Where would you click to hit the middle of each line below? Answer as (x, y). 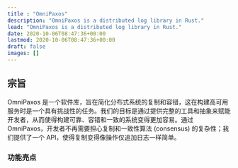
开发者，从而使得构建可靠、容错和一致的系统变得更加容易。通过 (100, 119)
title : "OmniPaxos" (38, 14)
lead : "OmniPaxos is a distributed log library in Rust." (95, 27)
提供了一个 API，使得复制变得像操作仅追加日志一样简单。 (97, 137)
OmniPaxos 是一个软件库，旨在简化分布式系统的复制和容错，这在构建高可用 (118, 102)
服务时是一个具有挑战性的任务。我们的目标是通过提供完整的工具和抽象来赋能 (119, 111)
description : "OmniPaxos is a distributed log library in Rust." (106, 20)
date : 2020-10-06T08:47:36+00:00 (57, 34)
